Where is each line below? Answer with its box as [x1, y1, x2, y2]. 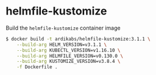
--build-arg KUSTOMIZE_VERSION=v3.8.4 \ [16, 59, 121, 65]
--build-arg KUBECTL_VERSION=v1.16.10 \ [16, 47, 121, 53]
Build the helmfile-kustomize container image [5, 24, 121, 31]
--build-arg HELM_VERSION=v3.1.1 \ [16, 41, 107, 48]
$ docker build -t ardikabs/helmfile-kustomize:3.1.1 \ [5, 36, 151, 42]
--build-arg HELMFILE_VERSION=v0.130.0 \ [16, 53, 123, 59]
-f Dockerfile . [16, 64, 58, 70]
